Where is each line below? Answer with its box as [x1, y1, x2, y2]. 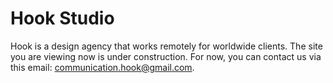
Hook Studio [10, 7, 115, 30]
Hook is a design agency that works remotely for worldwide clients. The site [10, 40, 323, 52]
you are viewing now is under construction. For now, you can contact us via [10, 50, 322, 62]
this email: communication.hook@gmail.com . [10, 61, 195, 73]
